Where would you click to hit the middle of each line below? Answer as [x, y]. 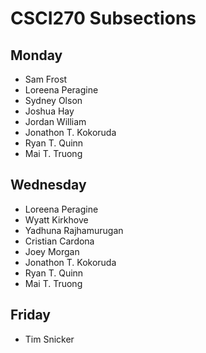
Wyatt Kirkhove [56, 219]
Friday [30, 315]
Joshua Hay [49, 111]
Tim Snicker [49, 339]
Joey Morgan [52, 251]
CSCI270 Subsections [103, 18]
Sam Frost [46, 79]
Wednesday [48, 185]
